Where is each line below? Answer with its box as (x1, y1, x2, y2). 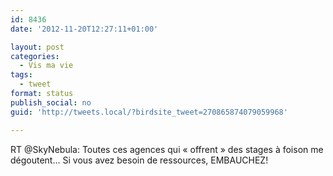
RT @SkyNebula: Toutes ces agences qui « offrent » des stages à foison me (10, 143, 324, 155)
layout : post (10, 42, 65, 52)
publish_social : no (10, 97, 92, 108)
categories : (10, 51, 60, 61)
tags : (10, 70, 33, 80)
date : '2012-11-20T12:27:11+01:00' (10, 24, 159, 34)
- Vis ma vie (19, 61, 74, 71)
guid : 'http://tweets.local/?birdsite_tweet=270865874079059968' (10, 107, 288, 117)
